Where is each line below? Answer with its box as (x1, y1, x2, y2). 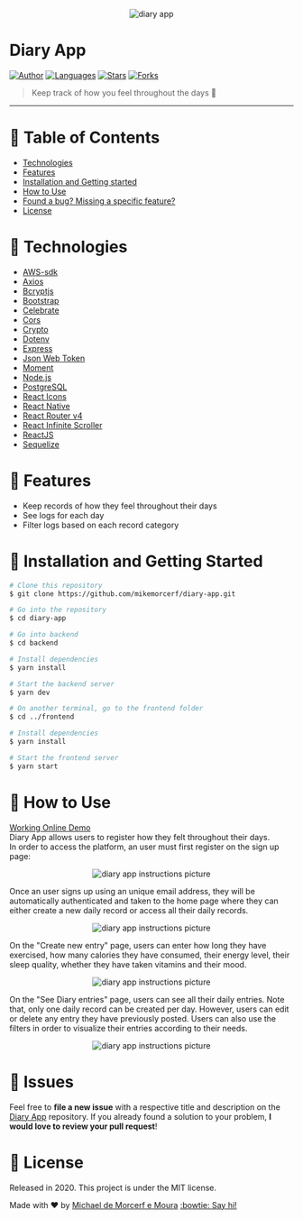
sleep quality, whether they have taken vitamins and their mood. (9, 958, 247, 969)
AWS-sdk (22, 266, 59, 277)
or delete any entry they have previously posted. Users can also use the (9, 1013, 277, 1023)
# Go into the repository (9, 605, 106, 615)
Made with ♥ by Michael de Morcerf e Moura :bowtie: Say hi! (9, 1199, 237, 1210)
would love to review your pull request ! (9, 1121, 158, 1132)
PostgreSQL (22, 381, 68, 392)
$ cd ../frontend (9, 712, 75, 721)
